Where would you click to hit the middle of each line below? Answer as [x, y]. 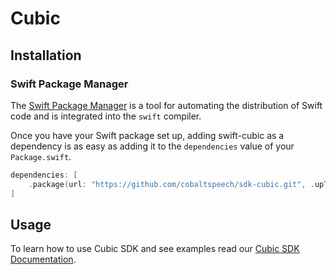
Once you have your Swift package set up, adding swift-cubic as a [147, 135]
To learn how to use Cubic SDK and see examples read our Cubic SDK [155, 249]
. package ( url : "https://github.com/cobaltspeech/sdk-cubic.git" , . [171, 184]
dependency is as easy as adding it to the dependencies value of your [152, 146]
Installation [46, 55]
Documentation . [43, 259]
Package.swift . [41, 156]
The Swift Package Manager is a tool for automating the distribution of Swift [166, 105]
